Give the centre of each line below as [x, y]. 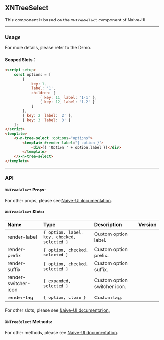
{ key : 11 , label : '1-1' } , [68, 97]
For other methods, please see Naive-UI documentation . [62, 333]
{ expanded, [57, 281]
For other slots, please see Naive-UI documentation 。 [59, 310]
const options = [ [32, 75]
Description [108, 225]
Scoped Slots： [21, 59]
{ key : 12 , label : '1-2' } [67, 102]
